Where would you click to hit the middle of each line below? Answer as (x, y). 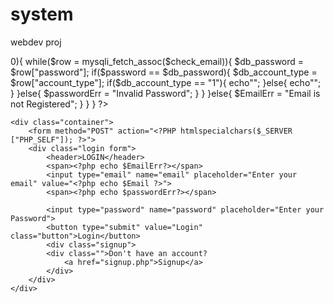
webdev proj (36, 42)
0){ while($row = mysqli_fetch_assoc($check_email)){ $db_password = (157, 61)
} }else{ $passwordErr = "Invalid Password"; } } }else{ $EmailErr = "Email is (165, 93)
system (42, 14)
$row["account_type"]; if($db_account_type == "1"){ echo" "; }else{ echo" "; (166, 82)
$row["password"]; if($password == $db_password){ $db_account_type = (164, 72)
